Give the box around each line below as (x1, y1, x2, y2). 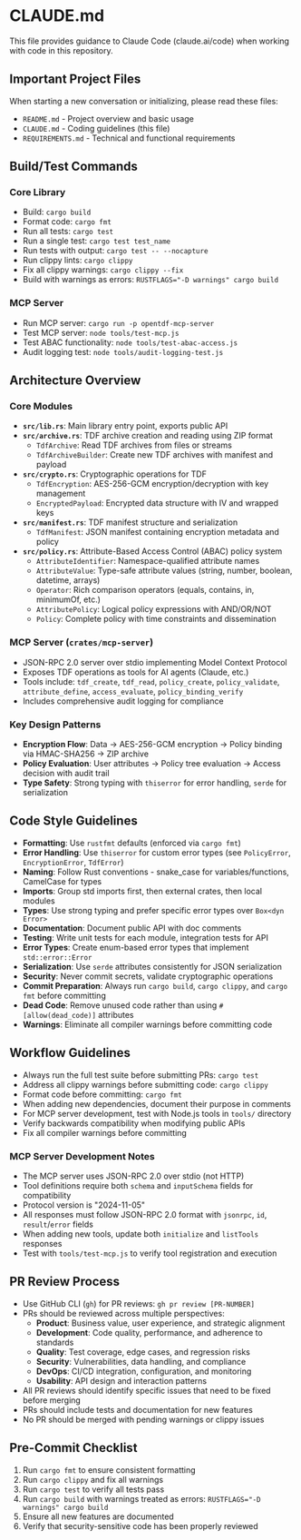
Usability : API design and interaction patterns (35, 1375, 207, 1386)
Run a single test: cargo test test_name (22, 235, 170, 246)
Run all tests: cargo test (22, 226, 114, 237)
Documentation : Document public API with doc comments (22, 923, 242, 933)
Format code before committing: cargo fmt (22, 1089, 183, 1100)
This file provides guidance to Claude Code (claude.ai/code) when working (9, 35, 290, 46)
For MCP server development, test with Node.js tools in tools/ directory (22, 1108, 292, 1119)
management (35, 488, 86, 499)
